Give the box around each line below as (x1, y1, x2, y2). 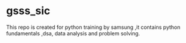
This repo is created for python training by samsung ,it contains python (6, 24, 181, 31)
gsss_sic (6, 4, 51, 18)
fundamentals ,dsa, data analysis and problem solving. (6, 29, 140, 37)
